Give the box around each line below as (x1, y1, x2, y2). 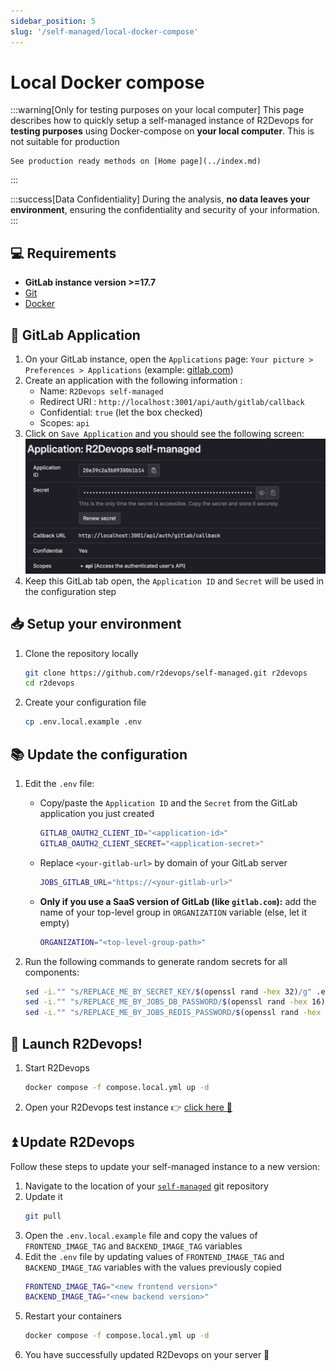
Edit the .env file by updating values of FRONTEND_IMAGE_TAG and (24, 1250, 285, 1262)
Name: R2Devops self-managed (39, 385, 164, 397)
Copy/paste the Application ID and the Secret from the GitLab (39, 797, 298, 809)
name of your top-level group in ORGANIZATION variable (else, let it (39, 906, 307, 918)
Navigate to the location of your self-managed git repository (24, 1180, 269, 1192)
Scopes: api (39, 417, 90, 429)
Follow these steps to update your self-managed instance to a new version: (10, 1160, 321, 1172)
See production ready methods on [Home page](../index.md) (10, 156, 262, 167)
